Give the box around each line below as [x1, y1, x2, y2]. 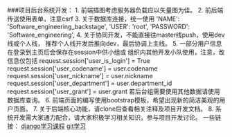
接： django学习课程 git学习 [7, 122, 87, 130]
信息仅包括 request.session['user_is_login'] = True [7, 57, 150, 64]
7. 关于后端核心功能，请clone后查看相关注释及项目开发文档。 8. [33, 104, 214, 113]
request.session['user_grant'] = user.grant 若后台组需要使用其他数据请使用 [7, 87, 220, 95]
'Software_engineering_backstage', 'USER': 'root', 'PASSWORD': [7, 23, 190, 30]
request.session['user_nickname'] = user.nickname [7, 72, 154, 80]
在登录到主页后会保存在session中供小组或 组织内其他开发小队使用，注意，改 [7, 48, 225, 56]
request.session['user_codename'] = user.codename [7, 64, 158, 73]
